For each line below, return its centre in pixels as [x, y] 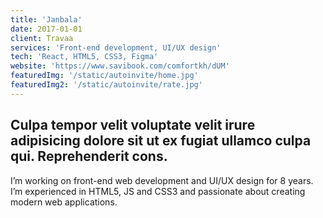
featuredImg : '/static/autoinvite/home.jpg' [104, 76]
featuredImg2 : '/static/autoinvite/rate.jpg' [106, 85]
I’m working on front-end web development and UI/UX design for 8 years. [162, 180]
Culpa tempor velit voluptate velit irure [133, 125]
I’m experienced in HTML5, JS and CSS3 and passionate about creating [158, 191]
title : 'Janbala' [46, 19]
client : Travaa [42, 38]
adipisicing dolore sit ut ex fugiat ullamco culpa [161, 141]
